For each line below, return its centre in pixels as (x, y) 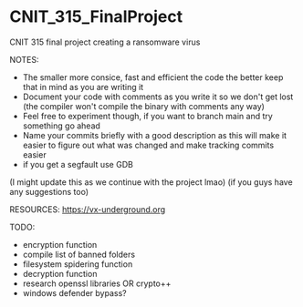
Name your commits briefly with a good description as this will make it (155, 135)
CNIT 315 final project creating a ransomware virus (105, 42)
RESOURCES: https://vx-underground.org (88, 209)
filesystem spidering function (78, 264)
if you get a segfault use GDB (78, 164)
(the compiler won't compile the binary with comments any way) (143, 106)
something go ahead (61, 126)
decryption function (60, 273)
